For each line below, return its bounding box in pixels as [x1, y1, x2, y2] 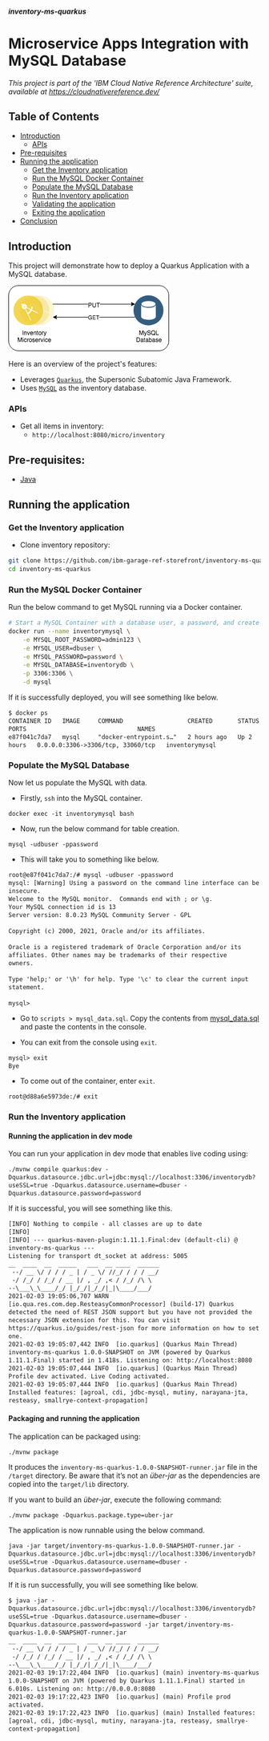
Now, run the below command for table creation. [19, 824, 180, 834]
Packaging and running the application [8, 1414, 140, 1423]
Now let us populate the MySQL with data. [8, 778, 148, 788]
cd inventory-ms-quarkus [8, 565, 91, 573]
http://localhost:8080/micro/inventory [31, 432, 166, 440]
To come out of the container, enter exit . [19, 1076, 155, 1086]
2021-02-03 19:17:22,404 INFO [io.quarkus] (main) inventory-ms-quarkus [8, 1669, 260, 1677]
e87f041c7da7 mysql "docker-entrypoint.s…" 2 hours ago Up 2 [8, 733, 252, 741]
